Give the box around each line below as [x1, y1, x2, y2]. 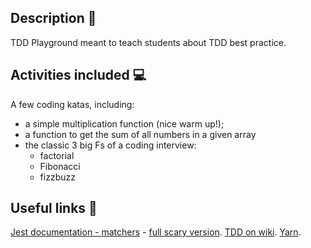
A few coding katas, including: [10, 98, 135, 110]
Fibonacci [39, 160, 81, 172]
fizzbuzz [39, 171, 76, 183]
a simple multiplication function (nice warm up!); [24, 117, 225, 130]
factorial [39, 149, 75, 161]
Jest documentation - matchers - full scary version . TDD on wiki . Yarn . [10, 226, 302, 238]
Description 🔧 [10, 10, 97, 27]
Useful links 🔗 [10, 200, 98, 217]
